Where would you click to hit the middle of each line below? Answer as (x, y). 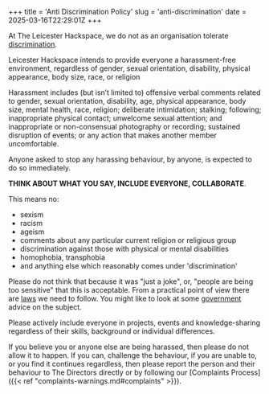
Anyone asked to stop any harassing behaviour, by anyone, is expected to (130, 159)
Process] (246, 372)
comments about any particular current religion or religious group (128, 240)
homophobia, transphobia (63, 257)
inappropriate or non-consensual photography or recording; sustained (124, 127)
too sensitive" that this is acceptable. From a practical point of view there (129, 290)
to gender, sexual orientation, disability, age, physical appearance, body (127, 101)
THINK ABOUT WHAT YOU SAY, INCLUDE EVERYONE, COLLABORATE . (127, 183)
